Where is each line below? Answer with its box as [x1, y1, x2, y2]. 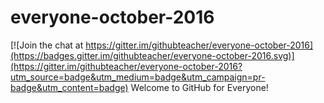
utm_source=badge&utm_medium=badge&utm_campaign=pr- [10, 71, 266, 83]
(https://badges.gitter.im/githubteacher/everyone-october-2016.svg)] [10, 49, 295, 61]
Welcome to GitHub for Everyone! [130, 81, 269, 93]
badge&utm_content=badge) [10, 81, 129, 93]
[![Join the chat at [10, 39, 84, 51]
